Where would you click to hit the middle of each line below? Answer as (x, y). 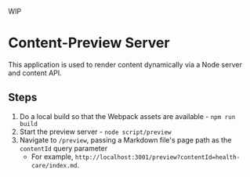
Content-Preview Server (89, 43)
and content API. (35, 73)
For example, (52, 157)
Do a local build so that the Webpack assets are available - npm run (127, 116)
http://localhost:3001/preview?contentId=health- (158, 157)
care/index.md (54, 165)
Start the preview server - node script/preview (95, 132)
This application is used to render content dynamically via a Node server (125, 64)
